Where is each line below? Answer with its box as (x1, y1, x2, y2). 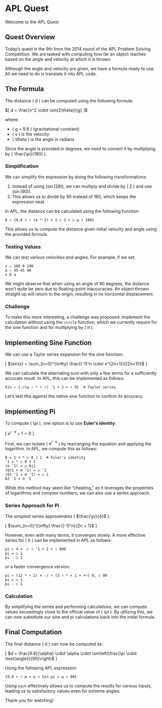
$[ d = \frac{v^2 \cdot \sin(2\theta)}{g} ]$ (5, 107, 88, 113)
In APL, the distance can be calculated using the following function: (5, 208, 140, 214)
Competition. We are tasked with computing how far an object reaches (5, 51, 146, 57)
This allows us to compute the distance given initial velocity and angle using (5, 226, 157, 232)
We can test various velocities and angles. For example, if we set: (5, 254, 136, 260)
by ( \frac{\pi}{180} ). (5, 151, 47, 157)
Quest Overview (5, 33, 55, 41)
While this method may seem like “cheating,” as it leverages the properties (5, 485, 154, 491)
